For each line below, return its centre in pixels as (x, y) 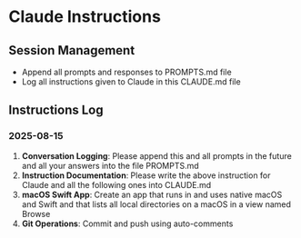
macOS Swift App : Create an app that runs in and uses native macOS (152, 194)
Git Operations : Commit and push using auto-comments (127, 223)
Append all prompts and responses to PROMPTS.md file (127, 72)
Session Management (72, 50)
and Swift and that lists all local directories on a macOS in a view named (156, 204)
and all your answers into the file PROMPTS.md (110, 165)
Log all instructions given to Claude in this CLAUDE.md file (131, 82)
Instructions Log (56, 110)
